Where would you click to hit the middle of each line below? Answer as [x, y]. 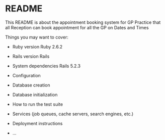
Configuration [26, 75]
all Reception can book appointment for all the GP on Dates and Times [77, 27]
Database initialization [35, 94]
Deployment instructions [38, 123]
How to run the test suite [38, 104]
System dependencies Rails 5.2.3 [46, 66]
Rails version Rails [31, 56]
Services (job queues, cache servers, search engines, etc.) [73, 114]
